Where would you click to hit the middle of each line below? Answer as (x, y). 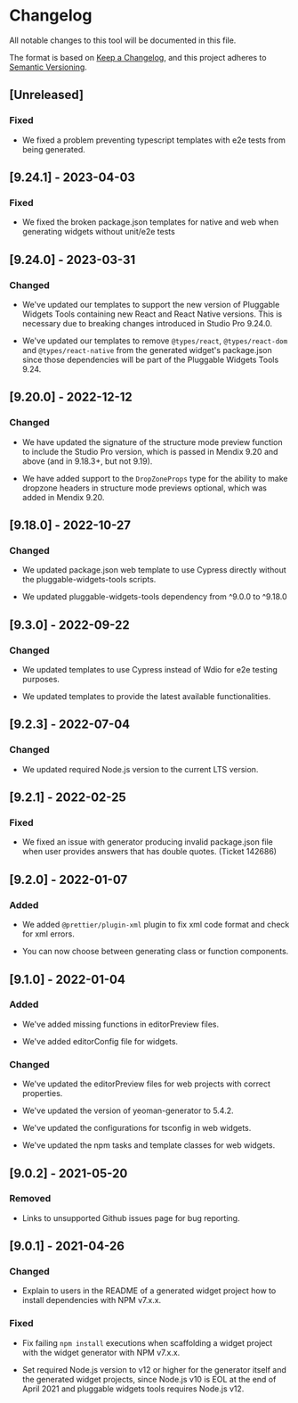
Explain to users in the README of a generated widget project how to (149, 1291)
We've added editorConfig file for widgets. (100, 1041)
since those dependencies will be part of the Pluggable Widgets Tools (150, 359)
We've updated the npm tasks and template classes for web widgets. (149, 1145)
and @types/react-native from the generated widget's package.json (147, 350)
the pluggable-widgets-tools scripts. (89, 580)
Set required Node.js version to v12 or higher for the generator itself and (154, 1369)
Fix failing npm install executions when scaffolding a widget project (147, 1342)
